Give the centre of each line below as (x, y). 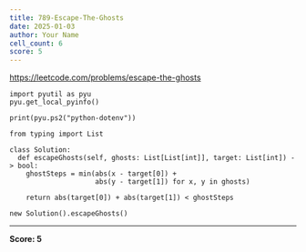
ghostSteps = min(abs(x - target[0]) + (102, 174)
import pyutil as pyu (51, 95)
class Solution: (40, 150)
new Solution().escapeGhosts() (69, 214)
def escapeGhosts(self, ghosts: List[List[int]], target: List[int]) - (157, 158)
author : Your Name (44, 35)
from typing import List (56, 134)
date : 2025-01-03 (42, 26)
